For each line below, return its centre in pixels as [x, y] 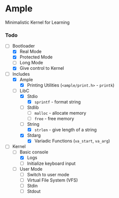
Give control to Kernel [42, 68]
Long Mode [31, 63]
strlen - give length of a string [66, 130]
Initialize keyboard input [51, 163]
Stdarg [34, 135]
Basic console [34, 152]
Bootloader [24, 46]
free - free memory [54, 119]
